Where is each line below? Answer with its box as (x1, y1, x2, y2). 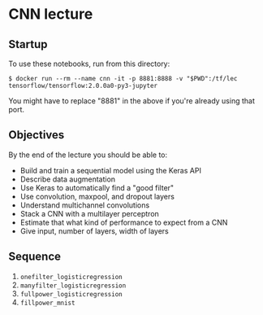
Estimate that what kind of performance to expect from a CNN (19, 217, 228, 227)
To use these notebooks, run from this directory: (8, 59, 170, 68)
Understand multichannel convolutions (19, 200, 150, 210)
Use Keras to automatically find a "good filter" (19, 182, 175, 192)
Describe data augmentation (19, 174, 116, 184)
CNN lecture (8, 5, 93, 24)
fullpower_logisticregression (19, 290, 123, 298)
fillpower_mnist (19, 299, 75, 307)
